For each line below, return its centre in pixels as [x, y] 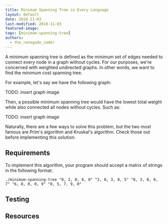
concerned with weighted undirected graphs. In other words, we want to [80, 67]
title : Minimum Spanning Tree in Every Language [57, 10]
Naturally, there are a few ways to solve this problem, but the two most [78, 126]
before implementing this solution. [40, 137]
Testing [17, 199]
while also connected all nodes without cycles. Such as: [63, 107]
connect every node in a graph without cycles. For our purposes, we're [78, 62]
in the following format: [29, 170]
